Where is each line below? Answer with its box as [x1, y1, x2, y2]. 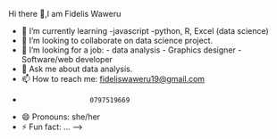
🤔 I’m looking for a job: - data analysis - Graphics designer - [21, 45, 242, 55]
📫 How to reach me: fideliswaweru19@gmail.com [21, 74, 206, 84]
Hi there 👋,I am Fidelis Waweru [8, 9, 122, 19]
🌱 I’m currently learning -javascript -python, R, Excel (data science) [21, 26, 269, 36]
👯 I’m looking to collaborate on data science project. [21, 36, 214, 45]
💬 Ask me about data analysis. [21, 63, 133, 74]
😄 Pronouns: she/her [21, 111, 100, 122]
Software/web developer [21, 54, 113, 64]
